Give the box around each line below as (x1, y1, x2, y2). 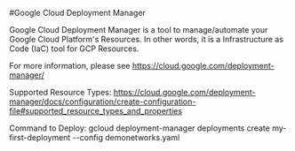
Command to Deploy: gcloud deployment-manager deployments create (9, 123, 271, 133)
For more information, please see (9, 61, 131, 71)
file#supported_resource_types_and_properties (9, 106, 183, 116)
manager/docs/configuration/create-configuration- (9, 96, 196, 107)
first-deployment (9, 132, 71, 142)
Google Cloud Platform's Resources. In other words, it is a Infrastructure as (9, 34, 284, 44)
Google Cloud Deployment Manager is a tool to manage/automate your (9, 25, 268, 34)
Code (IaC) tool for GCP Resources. (9, 43, 140, 54)
